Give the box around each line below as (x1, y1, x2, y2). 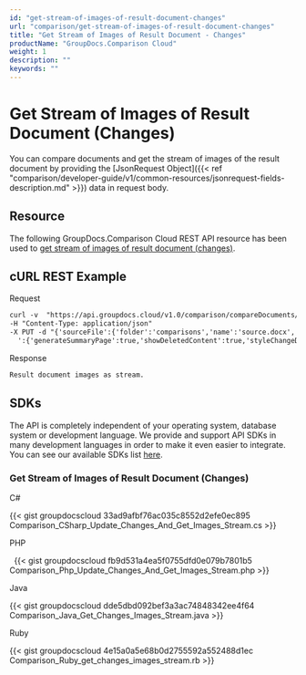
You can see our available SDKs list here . (9, 449, 163, 460)
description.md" (9, 182, 70, 192)
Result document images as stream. (9, 370, 145, 379)
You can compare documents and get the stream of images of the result (9, 152, 280, 164)
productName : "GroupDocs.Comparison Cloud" (9, 38, 178, 48)
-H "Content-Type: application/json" (9, 319, 153, 328)
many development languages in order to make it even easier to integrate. (9, 439, 286, 450)
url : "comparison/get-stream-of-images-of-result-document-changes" (9, 22, 275, 31)
